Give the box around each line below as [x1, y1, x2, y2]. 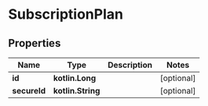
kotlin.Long [53, 72, 97, 83]
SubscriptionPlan [8, 5, 124, 23]
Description [108, 60, 153, 70]
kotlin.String [53, 86, 100, 96]
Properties [8, 37, 61, 50]
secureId [12, 86, 46, 96]
